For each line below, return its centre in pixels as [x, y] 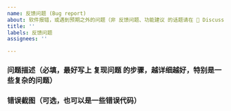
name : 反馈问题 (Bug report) [47, 13]
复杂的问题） [35, 81]
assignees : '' [27, 39]
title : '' [21, 26]
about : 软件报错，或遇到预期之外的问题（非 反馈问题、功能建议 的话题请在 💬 [103, 20]
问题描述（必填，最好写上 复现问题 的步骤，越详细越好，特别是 [111, 71]
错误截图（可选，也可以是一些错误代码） [74, 100]
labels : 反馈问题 [30, 33]
